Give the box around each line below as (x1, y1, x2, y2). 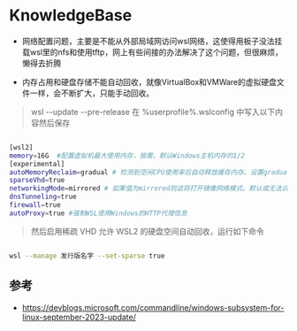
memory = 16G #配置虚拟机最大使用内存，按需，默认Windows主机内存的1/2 (9, 151, 246, 160)
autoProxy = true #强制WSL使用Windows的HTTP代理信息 (9, 209, 187, 218)
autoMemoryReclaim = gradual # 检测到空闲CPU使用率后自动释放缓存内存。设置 (9, 167, 263, 177)
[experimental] (9, 159, 65, 168)
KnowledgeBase (9, 5, 133, 26)
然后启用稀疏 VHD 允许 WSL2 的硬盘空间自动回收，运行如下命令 (30, 226, 264, 236)
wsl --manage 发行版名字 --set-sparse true (9, 251, 165, 260)
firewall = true (9, 201, 62, 210)
